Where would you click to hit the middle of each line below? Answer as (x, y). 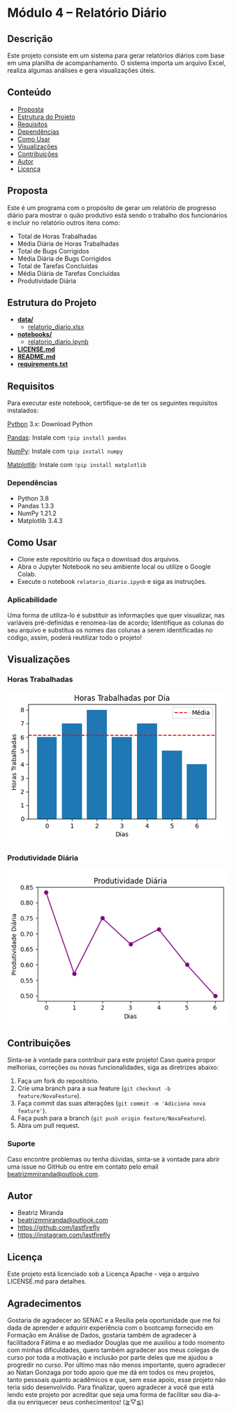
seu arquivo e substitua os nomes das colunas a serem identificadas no (110, 630)
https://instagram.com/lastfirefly (64, 1235)
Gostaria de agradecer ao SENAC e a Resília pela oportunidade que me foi (114, 1321)
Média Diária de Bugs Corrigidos (64, 258)
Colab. (27, 574)
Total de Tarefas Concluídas (58, 266)
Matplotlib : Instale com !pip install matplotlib (77, 465)
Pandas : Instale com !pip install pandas (67, 438)
